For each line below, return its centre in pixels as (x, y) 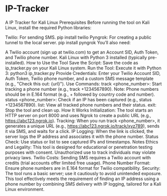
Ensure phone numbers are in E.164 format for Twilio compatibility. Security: (83, 168)
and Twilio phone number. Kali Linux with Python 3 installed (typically (76, 57)
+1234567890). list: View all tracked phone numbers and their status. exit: (81, 105)
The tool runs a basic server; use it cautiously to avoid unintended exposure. (83, 173)
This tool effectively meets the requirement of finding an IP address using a (82, 179)
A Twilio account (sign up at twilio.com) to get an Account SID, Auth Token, (82, 52)
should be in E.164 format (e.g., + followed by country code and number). (80, 94)
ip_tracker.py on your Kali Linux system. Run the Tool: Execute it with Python (83, 68)
